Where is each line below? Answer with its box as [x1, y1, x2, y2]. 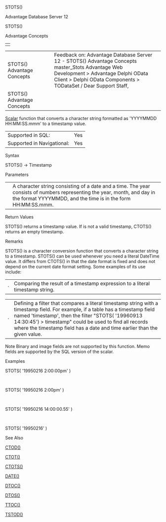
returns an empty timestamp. [5, 229, 64, 234]
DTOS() [5, 492, 21, 498]
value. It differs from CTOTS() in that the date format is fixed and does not [5, 259, 156, 264]
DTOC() [5, 483, 21, 488]
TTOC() [5, 502, 21, 508]
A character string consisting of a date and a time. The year [12, 183, 150, 189]
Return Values [5, 214, 34, 219]
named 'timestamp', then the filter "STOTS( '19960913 [14, 312, 143, 319]
